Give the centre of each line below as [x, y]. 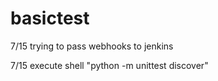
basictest [50, 18]
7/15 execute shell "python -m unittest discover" [109, 65]
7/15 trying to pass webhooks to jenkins [92, 46]
